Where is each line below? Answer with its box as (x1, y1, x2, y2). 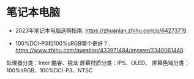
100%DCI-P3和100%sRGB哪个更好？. (15, 39, 110, 47)
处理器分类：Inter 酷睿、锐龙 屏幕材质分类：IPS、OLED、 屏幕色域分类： (6, 59, 190, 66)
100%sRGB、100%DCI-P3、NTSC (6, 66, 93, 74)
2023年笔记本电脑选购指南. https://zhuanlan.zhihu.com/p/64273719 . (15, 27, 188, 34)
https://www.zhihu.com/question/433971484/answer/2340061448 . (15, 46, 185, 53)
